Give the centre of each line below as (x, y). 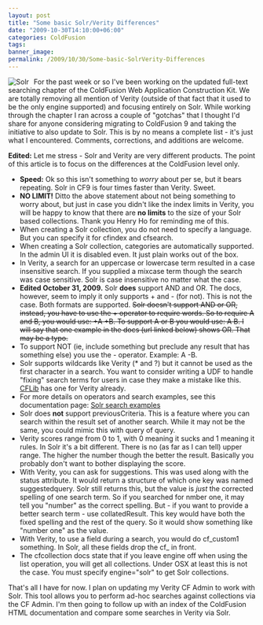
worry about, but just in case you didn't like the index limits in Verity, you (137, 204)
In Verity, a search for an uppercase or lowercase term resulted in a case (137, 263)
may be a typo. (44, 338)
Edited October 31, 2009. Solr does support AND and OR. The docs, (130, 287)
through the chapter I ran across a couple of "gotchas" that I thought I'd (124, 115)
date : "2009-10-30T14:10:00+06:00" (66, 30)
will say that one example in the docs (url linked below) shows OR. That (135, 329)
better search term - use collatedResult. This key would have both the (132, 513)
